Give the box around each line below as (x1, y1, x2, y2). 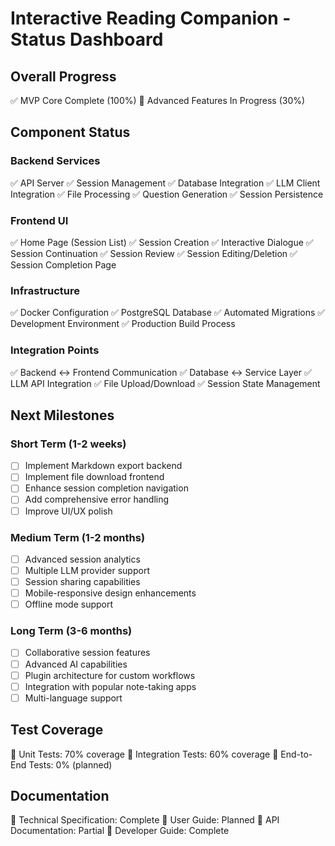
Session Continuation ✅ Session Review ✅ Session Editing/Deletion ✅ (10, 247, 298, 259)
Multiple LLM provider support (24, 564, 150, 576)
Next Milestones (10, 407, 115, 424)
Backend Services (10, 154, 101, 168)
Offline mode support (24, 598, 114, 611)
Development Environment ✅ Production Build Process (10, 318, 236, 330)
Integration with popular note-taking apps (24, 680, 197, 692)
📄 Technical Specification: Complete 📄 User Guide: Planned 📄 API (10, 814, 280, 826)
